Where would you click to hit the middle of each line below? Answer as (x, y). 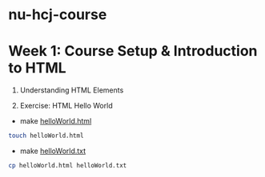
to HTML (37, 68)
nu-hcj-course (58, 15)
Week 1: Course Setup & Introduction (133, 51)
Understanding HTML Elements (72, 90)
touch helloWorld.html (46, 136)
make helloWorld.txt (53, 151)
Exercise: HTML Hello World (66, 106)
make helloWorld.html (56, 121)
